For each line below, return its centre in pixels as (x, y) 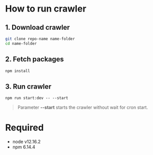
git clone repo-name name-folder (40, 39)
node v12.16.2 (27, 142)
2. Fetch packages (35, 59)
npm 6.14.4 (24, 147)
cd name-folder (21, 43)
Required (25, 128)
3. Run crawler (28, 86)
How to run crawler (46, 9)
